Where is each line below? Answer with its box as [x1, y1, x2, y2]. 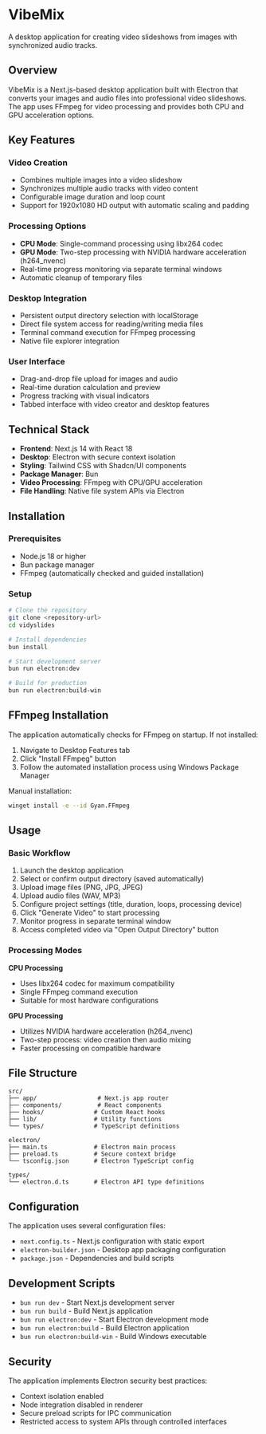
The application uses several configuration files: [8, 1221, 166, 1231]
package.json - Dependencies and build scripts [19, 1254, 174, 1263]
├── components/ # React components [8, 1101, 162, 1109]
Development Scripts [8, 1276, 115, 1290]
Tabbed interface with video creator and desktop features [19, 400, 209, 409]
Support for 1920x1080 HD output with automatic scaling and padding [19, 201, 249, 211]
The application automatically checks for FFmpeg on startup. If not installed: [8, 730, 259, 739]
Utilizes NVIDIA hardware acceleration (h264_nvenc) [19, 1026, 194, 1036]
